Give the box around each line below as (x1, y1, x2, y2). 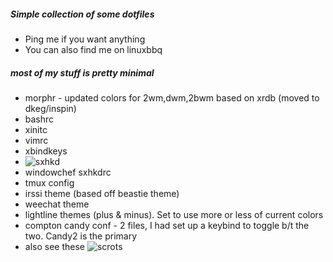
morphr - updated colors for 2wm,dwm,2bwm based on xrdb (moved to (24, 91, 320, 104)
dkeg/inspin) (24, 102, 77, 114)
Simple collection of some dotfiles (10, 8, 155, 20)
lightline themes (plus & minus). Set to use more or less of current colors (24, 208, 324, 220)
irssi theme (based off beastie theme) (24, 187, 180, 199)
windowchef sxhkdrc (24, 166, 112, 178)
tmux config (24, 176, 75, 189)
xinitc (24, 123, 48, 135)
